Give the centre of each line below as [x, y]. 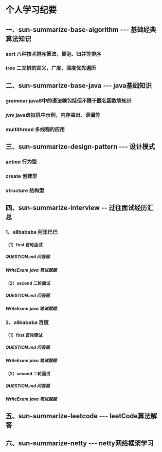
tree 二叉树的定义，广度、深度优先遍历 [51, 68]
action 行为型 [21, 162]
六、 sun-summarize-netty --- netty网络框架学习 [80, 443]
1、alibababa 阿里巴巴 [32, 232]
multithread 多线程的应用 [35, 129]
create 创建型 [21, 176]
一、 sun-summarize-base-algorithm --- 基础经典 [81, 30]
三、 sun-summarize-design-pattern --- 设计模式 [80, 146]
